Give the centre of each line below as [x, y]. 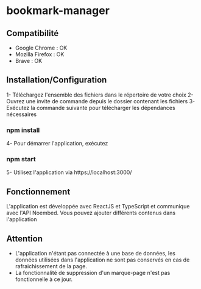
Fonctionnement [38, 192]
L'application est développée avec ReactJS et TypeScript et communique [98, 207]
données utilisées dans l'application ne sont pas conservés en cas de [102, 260]
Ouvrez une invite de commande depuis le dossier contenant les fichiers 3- [101, 101]
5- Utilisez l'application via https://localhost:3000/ [69, 172]
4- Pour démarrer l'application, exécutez [57, 144]
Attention [24, 239]
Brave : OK [29, 61]
